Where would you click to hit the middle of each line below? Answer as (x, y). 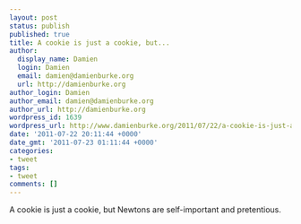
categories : (31, 151)
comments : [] (34, 185)
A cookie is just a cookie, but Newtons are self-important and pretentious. (146, 210)
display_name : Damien (58, 59)
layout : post (34, 17)
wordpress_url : (38, 126)
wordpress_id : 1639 (46, 117)
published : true (39, 34)
